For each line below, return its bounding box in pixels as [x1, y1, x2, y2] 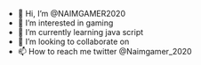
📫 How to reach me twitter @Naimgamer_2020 [17, 47, 193, 56]
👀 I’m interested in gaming [17, 18, 114, 28]
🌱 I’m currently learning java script [17, 27, 144, 37]
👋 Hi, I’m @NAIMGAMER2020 [17, 9, 126, 18]
